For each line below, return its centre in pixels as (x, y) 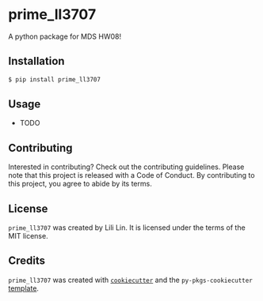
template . (24, 288)
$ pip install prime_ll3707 (55, 79)
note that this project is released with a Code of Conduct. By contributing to (131, 175)
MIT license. (29, 236)
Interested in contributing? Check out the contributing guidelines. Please (126, 167)
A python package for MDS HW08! (65, 36)
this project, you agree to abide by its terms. (80, 184)
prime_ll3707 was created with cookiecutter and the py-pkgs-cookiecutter (131, 280)
